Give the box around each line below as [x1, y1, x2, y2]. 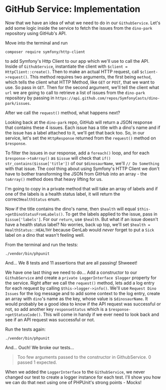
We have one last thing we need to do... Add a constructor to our [5, 269, 137, 275]
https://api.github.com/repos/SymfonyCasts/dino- [55, 95, 160, 101]
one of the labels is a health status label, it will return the [5, 191, 120, 197]
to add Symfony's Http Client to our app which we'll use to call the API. [5, 58, 150, 64]
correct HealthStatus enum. [5, 196, 61, 202]
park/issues [5, 101, 30, 106]
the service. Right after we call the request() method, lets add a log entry [5, 280, 155, 286]
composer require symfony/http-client [5, 49, 85, 54]
